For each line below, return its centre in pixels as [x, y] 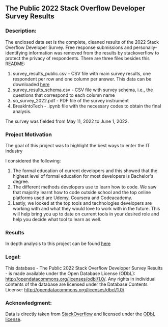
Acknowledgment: [29, 303]
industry [14, 151]
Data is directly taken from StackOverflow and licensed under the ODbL [80, 314]
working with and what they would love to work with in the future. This [86, 208]
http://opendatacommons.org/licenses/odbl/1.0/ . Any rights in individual [80, 279]
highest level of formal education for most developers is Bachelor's [83, 176]
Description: [21, 31]
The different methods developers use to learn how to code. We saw [85, 187]
